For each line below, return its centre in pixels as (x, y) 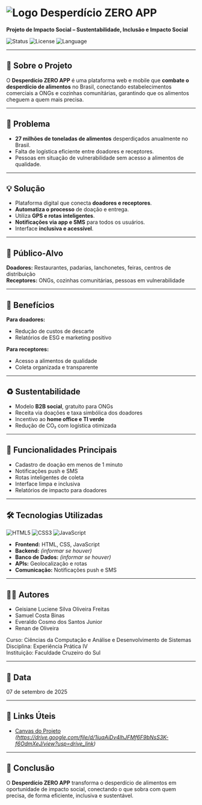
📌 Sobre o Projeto (39, 66)
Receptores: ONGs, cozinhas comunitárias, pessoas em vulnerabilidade (96, 280)
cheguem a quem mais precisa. (45, 99)
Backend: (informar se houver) (53, 551)
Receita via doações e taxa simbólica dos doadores (79, 413)
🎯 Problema (28, 124)
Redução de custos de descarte (54, 331)
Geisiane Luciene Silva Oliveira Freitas (62, 609)
